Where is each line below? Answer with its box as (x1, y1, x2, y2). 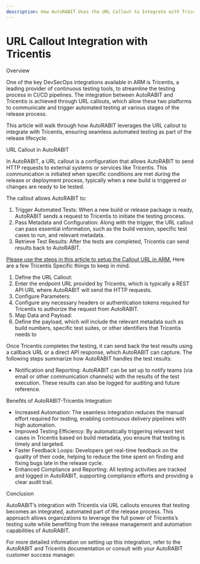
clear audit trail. (14, 478, 54, 485)
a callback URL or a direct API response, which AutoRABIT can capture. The (6, 349, 192, 356)
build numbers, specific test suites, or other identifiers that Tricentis (14, 324, 182, 331)
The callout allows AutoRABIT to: (6, 195, 87, 202)
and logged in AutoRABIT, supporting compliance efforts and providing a (14, 472, 193, 479)
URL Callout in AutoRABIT (6, 146, 70, 153)
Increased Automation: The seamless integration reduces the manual (14, 408, 185, 415)
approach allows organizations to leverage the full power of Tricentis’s (6, 514, 179, 521)
